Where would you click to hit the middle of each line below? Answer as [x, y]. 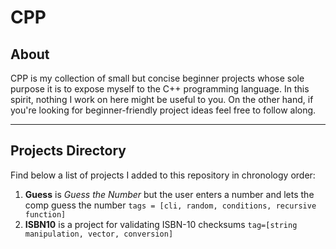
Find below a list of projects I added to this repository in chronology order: [163, 175]
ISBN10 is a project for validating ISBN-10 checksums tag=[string [161, 224]
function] [45, 214]
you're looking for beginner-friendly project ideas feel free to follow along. [163, 110]
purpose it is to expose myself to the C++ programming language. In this [160, 89]
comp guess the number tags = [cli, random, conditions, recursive [170, 205]
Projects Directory [68, 151]
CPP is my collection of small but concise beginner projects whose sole [157, 78]
